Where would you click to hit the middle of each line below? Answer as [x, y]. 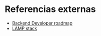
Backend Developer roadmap [42, 23]
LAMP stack [24, 28]
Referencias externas [50, 9]
